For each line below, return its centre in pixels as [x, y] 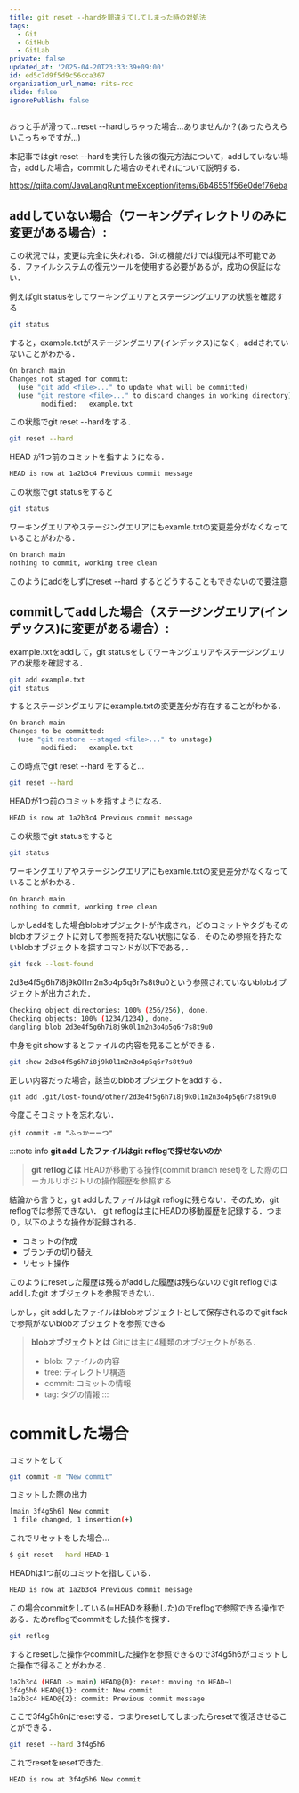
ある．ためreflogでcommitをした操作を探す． [92, 1619]
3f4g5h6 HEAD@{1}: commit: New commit [81, 1690]
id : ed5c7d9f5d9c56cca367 [57, 76]
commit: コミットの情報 [88, 1383]
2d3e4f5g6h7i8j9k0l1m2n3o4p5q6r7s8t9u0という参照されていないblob [140, 982]
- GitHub [33, 42]
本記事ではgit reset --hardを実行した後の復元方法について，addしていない [145, 157]
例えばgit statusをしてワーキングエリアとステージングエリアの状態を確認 [143, 297]
